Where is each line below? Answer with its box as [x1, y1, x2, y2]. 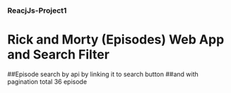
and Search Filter [7, 46, 109, 63]
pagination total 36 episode [7, 77, 87, 86]
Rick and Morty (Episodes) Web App [7, 32, 225, 48]
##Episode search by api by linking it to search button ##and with [7, 70, 199, 78]
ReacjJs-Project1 [7, 6, 67, 15]
